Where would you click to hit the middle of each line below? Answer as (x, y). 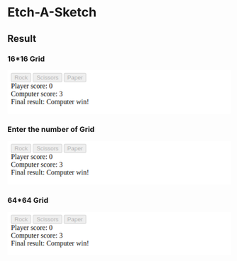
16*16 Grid (26, 59)
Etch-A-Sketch (52, 12)
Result (22, 39)
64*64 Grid (28, 201)
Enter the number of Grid (51, 130)
